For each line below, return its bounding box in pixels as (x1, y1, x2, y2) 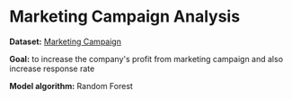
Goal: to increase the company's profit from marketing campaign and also (9, 53, 284, 64)
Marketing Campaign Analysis (9, 6, 241, 27)
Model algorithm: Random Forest (9, 80, 133, 91)
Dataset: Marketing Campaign (9, 36, 121, 47)
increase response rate (9, 63, 95, 74)
